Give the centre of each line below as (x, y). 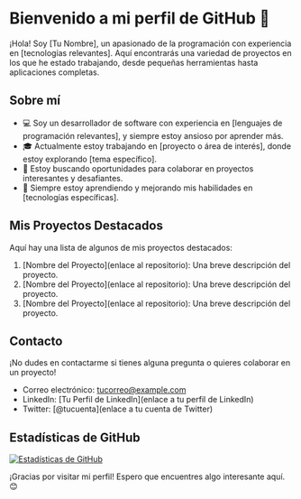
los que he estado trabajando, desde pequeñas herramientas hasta (134, 62)
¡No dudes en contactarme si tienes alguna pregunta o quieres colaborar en (150, 363)
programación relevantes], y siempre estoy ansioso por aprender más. (153, 135)
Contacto (36, 341)
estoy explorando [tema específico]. (90, 159)
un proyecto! (33, 373)
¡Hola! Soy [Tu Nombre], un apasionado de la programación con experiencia (150, 43)
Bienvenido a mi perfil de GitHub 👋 (140, 18)
